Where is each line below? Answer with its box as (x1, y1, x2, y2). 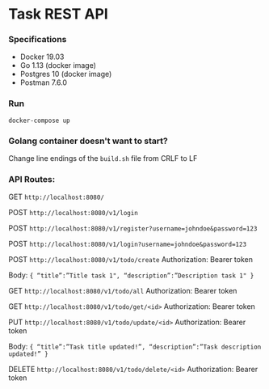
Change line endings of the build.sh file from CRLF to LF (8, 154, 198, 163)
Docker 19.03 (19, 52, 65, 61)
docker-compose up (8, 116, 70, 125)
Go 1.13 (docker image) (19, 61, 97, 70)
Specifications (8, 34, 67, 45)
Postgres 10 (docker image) (19, 70, 112, 79)
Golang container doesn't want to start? (8, 135, 168, 146)
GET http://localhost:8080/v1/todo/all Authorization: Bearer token (8, 286, 237, 296)
